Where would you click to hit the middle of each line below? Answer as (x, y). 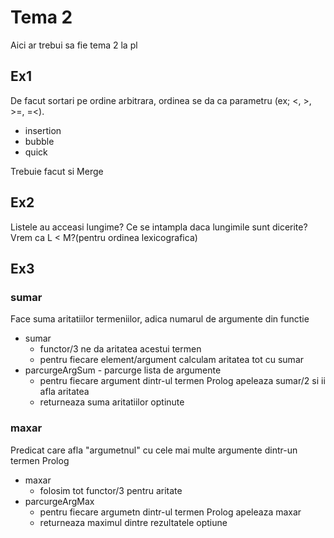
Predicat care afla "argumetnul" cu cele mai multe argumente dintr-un (154, 450)
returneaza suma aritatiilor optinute (112, 402)
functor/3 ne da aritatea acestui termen (120, 349)
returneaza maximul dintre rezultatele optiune (133, 522)
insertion (43, 130)
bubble (39, 141)
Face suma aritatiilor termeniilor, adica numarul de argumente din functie (160, 319)
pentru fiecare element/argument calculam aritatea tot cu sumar (172, 360)
